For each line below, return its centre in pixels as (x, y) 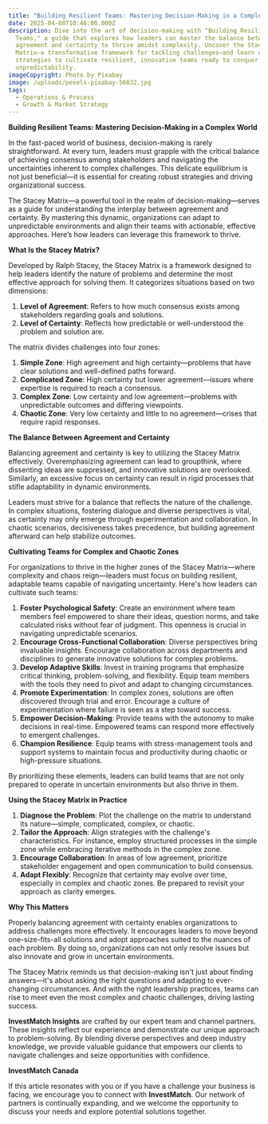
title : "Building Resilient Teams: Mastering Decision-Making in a (123, 16)
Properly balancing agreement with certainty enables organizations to (123, 923)
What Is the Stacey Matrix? (54, 250)
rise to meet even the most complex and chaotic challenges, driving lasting (132, 997)
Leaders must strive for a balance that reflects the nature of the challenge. (130, 503)
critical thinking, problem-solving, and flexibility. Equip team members (134, 676)
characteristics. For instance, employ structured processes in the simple (138, 841)
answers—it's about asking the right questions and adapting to (111, 980)
